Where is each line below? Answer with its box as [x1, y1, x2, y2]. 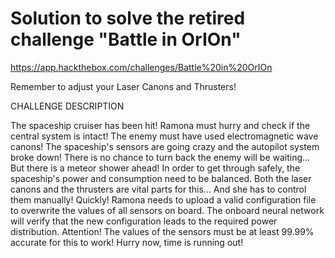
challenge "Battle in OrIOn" [10, 28, 242, 51]
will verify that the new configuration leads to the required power [10, 215, 278, 227]
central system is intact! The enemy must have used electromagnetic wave [10, 130, 319, 142]
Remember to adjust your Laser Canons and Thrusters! [10, 80, 237, 92]
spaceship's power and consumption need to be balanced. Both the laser [10, 172, 312, 184]
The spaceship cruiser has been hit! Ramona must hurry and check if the [10, 119, 311, 131]
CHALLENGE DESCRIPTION [10, 100, 125, 112]
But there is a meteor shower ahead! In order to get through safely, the [10, 162, 301, 174]
